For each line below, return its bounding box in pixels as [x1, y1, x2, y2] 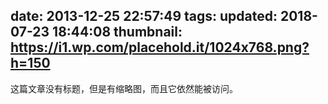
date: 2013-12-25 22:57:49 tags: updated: [10, 8, 278, 25]
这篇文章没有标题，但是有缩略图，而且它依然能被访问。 [10, 82, 238, 94]
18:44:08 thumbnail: [52, 24, 183, 41]
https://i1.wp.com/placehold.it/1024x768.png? [10, 39, 310, 56]
